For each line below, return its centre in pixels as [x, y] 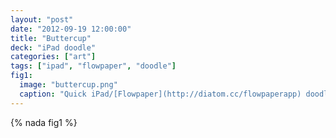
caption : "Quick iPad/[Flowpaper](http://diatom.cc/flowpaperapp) [160, 94]
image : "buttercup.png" [68, 85]
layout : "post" [42, 19]
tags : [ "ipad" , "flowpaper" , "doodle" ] [93, 66]
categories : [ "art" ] [53, 57]
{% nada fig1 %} [44, 122]
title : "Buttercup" [51, 38]
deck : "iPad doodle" [53, 47]
